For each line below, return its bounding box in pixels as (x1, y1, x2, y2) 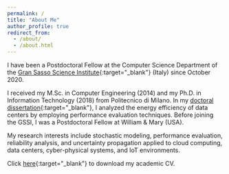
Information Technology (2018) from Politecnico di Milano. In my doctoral (7, 96, 214, 104)
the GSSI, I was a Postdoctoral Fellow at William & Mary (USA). (7, 118, 184, 126)
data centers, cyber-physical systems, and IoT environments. (7, 146, 181, 154)
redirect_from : (7, 29, 51, 36)
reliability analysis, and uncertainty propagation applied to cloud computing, (7, 139, 223, 146)
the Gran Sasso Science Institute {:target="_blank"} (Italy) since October (7, 68, 211, 76)
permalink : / (7, 10, 45, 17)
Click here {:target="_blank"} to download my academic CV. (7, 160, 175, 167)
